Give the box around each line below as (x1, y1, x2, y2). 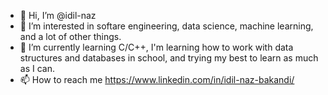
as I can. (19, 63, 55, 74)
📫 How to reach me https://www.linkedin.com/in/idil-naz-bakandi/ (19, 74, 295, 85)
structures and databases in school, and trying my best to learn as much (19, 52, 319, 64)
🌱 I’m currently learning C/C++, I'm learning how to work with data (19, 41, 294, 53)
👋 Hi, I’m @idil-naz (19, 10, 97, 21)
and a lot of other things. (19, 31, 122, 42)
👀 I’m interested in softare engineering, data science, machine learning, (19, 20, 314, 32)
